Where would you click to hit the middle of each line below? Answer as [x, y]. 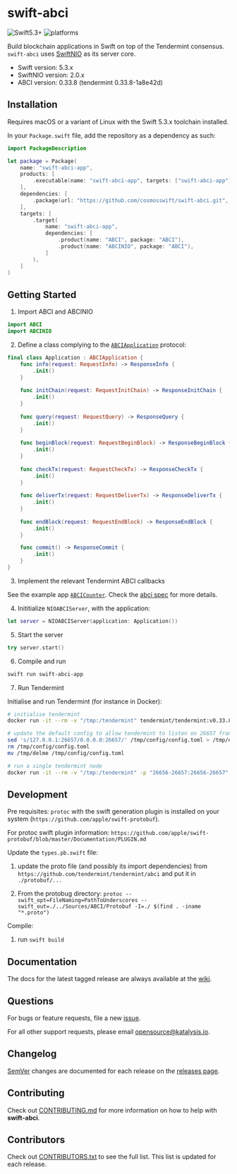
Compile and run [42, 661]
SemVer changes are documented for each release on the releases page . [114, 1071]
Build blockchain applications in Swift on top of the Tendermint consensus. [116, 46]
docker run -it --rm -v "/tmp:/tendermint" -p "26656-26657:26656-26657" [118, 772]
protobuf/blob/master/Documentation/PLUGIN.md [77, 840]
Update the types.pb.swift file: [53, 853]
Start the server [40, 634]
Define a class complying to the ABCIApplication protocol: [102, 345]
